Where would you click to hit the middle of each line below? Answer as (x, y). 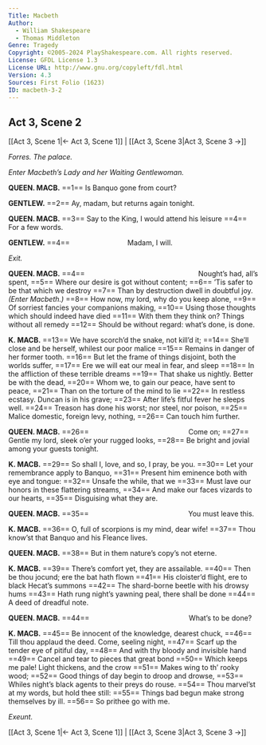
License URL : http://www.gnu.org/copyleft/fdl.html (96, 68)
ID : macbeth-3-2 (35, 90)
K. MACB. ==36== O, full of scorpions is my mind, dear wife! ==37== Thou (132, 529)
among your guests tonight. (53, 449)
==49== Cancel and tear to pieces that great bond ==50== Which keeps (128, 659)
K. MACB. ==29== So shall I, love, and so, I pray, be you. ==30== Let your (131, 465)
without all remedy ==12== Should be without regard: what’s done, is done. (132, 325)
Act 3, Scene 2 (45, 122)
